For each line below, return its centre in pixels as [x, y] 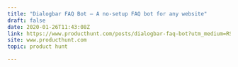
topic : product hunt [38, 47]
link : [15, 33]
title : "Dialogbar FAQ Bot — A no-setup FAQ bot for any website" [107, 14]
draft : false [27, 20]
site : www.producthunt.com [47, 40]
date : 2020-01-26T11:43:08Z [49, 27]
